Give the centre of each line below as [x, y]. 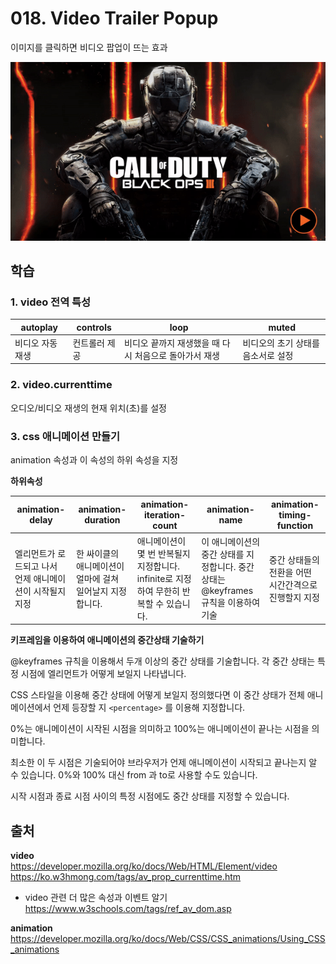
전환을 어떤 [290, 572]
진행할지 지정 [294, 597]
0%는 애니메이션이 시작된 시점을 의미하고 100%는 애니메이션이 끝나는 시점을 [160, 729]
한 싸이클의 [97, 553]
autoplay [39, 327]
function [295, 525]
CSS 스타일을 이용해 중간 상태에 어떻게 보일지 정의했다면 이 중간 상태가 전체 [157, 695]
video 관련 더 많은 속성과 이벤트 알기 [96, 898]
